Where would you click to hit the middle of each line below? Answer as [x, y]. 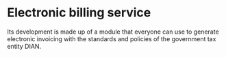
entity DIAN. [24, 46]
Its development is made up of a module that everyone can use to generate [113, 32]
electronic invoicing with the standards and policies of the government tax [112, 38]
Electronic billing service [79, 13]
